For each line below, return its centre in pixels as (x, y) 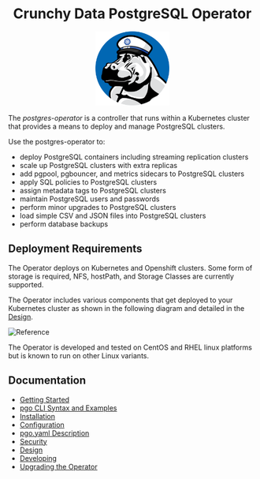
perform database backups (64, 224)
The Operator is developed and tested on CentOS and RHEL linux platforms (130, 347)
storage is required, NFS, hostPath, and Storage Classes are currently (121, 276)
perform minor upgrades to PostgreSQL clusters (98, 207)
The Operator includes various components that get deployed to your (121, 300)
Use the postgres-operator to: (57, 141)
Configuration (42, 425)
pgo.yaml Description (54, 433)
